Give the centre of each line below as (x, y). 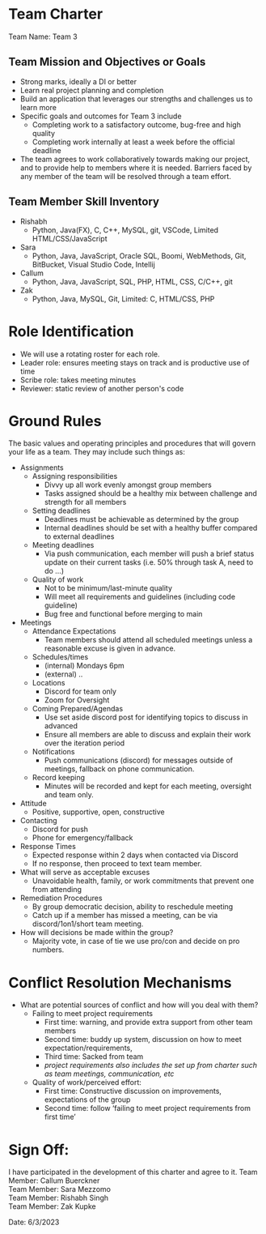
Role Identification (71, 331)
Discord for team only (80, 692)
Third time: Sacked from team (94, 1057)
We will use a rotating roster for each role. (90, 354)
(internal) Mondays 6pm (84, 666)
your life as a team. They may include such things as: (97, 452)
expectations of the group (87, 1099)
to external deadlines (79, 536)
